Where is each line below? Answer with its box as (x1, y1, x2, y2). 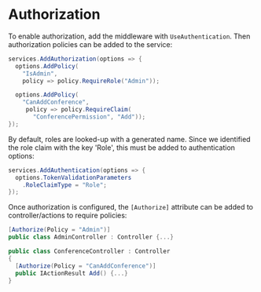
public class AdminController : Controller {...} (8, 233, 175, 241)
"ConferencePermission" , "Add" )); (32, 113, 146, 121)
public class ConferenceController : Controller (8, 247, 171, 256)
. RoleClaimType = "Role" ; (22, 181, 108, 189)
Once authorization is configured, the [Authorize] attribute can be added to (8, 203, 254, 212)
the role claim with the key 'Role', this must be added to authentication (8, 143, 236, 152)
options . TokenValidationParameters (15, 173, 132, 181)
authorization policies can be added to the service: (8, 39, 173, 49)
